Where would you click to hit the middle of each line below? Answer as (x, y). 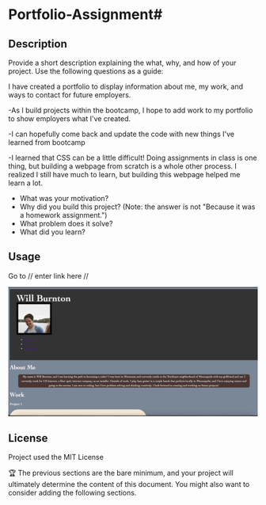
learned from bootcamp (47, 142)
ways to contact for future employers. (70, 95)
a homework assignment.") (63, 215)
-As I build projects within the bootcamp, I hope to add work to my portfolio (131, 110)
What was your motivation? (64, 198)
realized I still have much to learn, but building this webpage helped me (124, 175)
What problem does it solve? (66, 224)
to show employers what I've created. (70, 119)
